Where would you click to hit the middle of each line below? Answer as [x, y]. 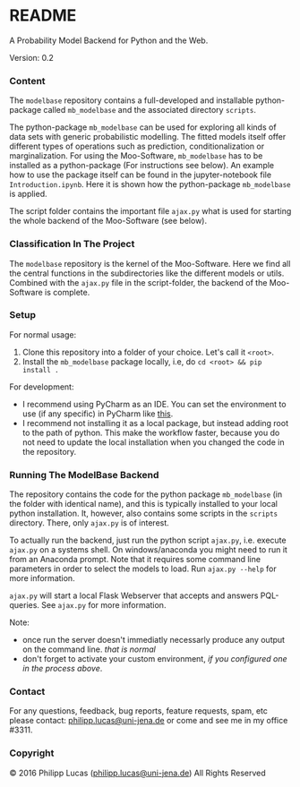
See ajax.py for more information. [104, 605]
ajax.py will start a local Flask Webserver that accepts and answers [134, 595]
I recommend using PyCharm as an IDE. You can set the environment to [154, 404]
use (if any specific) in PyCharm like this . [98, 414]
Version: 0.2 [31, 57]
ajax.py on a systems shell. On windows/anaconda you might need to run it [149, 550]
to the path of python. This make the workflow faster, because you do [151, 432]
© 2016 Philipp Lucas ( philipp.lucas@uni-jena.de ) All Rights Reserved [137, 773]
